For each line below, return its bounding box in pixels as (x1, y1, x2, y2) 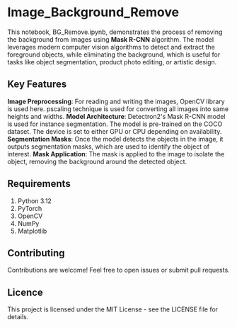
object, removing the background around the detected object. (7, 157, 187, 166)
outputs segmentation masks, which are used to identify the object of (7, 142, 210, 151)
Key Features (7, 79, 67, 91)
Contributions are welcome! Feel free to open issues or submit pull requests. (7, 266, 230, 275)
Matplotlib (17, 226, 47, 235)
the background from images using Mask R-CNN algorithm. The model (7, 35, 214, 43)
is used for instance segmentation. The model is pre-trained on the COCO (7, 120, 223, 128)
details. (7, 313, 29, 321)
